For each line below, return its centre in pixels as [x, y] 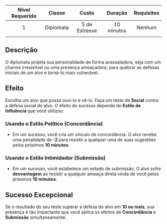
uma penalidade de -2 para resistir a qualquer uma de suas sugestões [84, 140]
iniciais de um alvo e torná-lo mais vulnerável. [52, 73]
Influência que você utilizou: [35, 111]
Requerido [24, 16]
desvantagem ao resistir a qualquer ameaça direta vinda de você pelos [85, 174]
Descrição [21, 50]
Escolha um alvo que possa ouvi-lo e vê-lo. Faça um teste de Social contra [82, 100]
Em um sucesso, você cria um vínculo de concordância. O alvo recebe [84, 134]
